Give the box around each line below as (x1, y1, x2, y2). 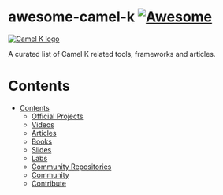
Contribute (31, 178, 67, 188)
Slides (31, 144, 52, 154)
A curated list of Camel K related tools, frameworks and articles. (8, 49, 216, 58)
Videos (31, 119, 55, 129)
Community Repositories (31, 162, 112, 171)
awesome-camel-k (8, 8, 136, 26)
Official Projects (31, 111, 84, 121)
